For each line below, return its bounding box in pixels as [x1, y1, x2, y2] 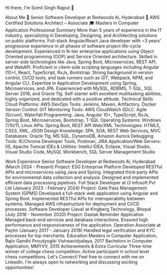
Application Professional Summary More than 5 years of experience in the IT [5, 27, 162, 33]
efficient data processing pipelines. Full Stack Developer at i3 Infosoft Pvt [5, 180, 156, 185]
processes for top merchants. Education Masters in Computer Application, [5, 233, 158, 239]
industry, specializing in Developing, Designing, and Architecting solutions [5, 32, 158, 38]
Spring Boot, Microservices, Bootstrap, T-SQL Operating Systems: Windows [5, 117, 161, 123]
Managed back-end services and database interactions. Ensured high [5, 217, 149, 223]
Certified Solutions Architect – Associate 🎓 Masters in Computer [5, 20, 139, 26]
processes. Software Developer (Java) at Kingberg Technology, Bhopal [5, 206, 151, 212]
